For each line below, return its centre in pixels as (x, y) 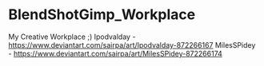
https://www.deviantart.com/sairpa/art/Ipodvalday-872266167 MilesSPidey (132, 45)
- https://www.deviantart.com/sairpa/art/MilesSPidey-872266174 (115, 53)
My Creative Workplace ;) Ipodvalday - (72, 37)
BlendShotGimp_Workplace (102, 15)
